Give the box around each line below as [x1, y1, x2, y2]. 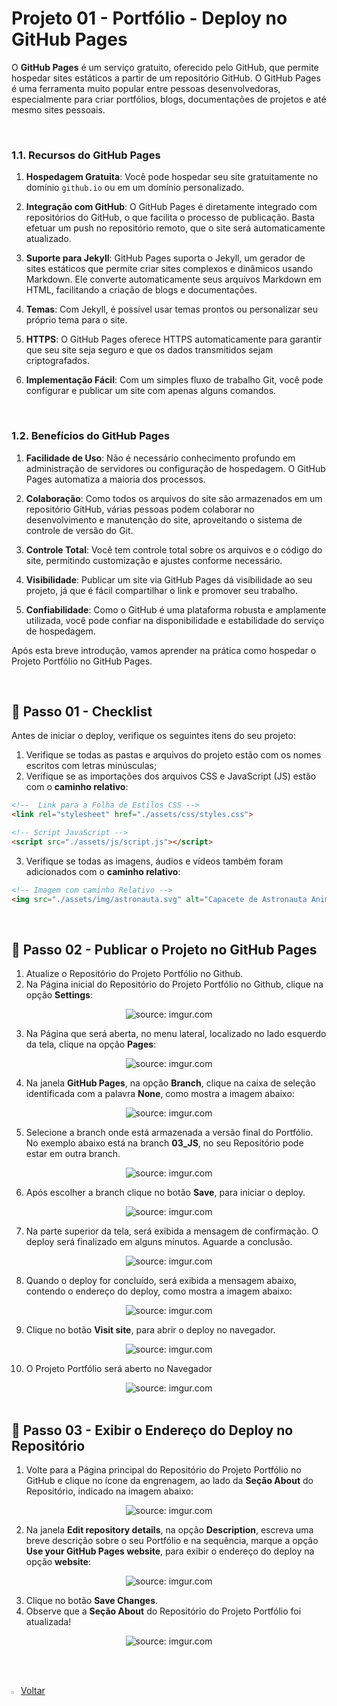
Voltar [20, 1685, 46, 1697]
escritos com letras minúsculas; [25, 760, 158, 772]
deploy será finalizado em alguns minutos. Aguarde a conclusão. [25, 1236, 293, 1248]
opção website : [25, 1556, 91, 1568]
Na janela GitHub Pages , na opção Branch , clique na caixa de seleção [25, 1077, 316, 1089]
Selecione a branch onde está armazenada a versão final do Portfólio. [25, 1127, 314, 1139]
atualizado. [25, 233, 72, 245]
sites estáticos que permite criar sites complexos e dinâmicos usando [25, 263, 314, 275]
